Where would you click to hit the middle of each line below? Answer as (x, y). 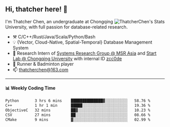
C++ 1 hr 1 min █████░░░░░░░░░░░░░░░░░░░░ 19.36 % (78, 105)
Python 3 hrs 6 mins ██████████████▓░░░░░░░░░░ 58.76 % (78, 101)
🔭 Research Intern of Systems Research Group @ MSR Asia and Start (84, 53)
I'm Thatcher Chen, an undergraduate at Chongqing (59, 21)
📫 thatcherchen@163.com (40, 69)
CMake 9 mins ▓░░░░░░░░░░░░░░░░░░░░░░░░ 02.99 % (78, 119)
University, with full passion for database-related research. (67, 27)
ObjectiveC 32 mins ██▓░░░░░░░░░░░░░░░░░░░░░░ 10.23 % (78, 110)
